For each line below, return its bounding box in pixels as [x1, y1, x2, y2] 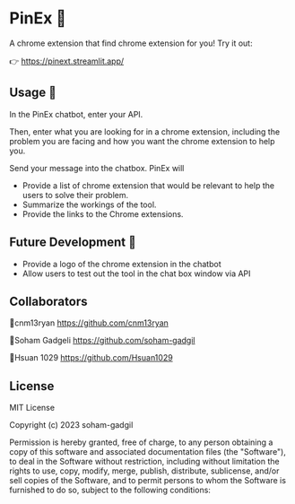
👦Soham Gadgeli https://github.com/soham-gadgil [9, 335, 195, 346]
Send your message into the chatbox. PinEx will [9, 162, 185, 173]
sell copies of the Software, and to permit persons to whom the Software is [9, 475, 287, 486]
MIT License [9, 403, 56, 413]
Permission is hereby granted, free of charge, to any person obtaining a [9, 437, 273, 448]
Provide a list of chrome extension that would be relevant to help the [22, 179, 275, 191]
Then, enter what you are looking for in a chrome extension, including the [9, 126, 281, 137]
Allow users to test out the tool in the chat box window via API [22, 268, 251, 279]
